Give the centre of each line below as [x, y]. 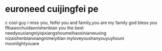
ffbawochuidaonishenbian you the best [45, 27]
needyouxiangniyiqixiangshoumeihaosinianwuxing [56, 33]
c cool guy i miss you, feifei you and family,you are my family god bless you [81, 23]
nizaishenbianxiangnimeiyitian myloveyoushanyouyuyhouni [65, 38]
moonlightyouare [22, 43]
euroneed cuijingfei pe [52, 9]
